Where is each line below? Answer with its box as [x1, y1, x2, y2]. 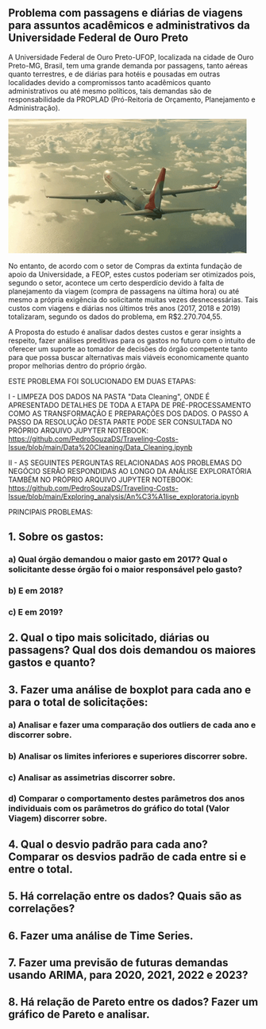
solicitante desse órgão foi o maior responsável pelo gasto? [8, 564, 243, 575]
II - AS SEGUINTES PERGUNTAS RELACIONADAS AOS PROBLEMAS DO [8, 457, 242, 468]
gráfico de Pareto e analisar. [8, 1008, 150, 1021]
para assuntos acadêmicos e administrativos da [8, 19, 250, 33]
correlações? [8, 902, 75, 915]
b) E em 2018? [8, 585, 64, 596]
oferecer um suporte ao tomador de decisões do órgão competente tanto [8, 344, 248, 353]
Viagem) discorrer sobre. [8, 813, 108, 824]
